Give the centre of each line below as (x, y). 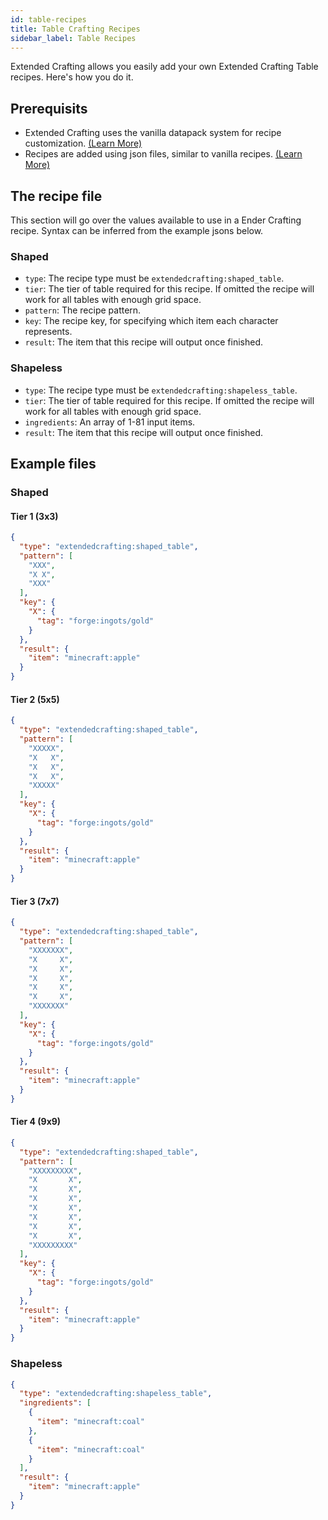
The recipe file (56, 196)
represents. (48, 332)
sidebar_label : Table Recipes (73, 38)
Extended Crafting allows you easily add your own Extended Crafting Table (164, 67)
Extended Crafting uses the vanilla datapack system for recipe (153, 133)
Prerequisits (49, 108)
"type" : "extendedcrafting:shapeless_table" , (116, 1394)
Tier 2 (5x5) (35, 699)
